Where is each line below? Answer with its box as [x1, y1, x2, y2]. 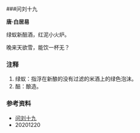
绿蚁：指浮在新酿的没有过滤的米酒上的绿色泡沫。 [14, 75, 137, 83]
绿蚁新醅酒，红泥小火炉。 [6, 31, 70, 38]
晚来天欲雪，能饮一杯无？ [6, 44, 70, 51]
